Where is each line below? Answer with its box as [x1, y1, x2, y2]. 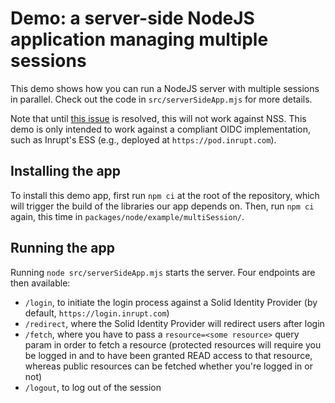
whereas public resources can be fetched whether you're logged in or [24, 360, 313, 372]
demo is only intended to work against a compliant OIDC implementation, [10, 123, 311, 135]
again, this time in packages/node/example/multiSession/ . [10, 210, 245, 222]
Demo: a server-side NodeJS [10, 7, 255, 30]
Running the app [10, 240, 115, 257]
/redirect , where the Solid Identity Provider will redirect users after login [24, 317, 325, 329]
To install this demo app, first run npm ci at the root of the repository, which [10, 189, 320, 201]
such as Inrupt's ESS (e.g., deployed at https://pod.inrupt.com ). [10, 133, 277, 146]
